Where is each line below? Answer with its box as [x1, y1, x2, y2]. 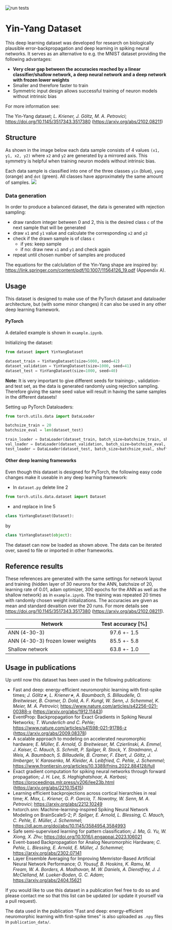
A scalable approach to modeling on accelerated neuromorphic [12, 736, 146, 742]
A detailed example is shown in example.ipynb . [5, 329, 103, 336]
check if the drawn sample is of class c [12, 236, 95, 242]
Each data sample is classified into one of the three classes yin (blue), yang [5, 168, 164, 174]
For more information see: [5, 103, 60, 109]
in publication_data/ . [5, 919, 51, 925]
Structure [5, 133, 37, 142]
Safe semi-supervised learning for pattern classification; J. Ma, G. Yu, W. [12, 828, 167, 835]
